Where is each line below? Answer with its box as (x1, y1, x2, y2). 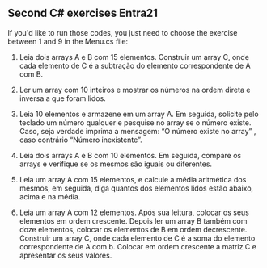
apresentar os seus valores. (19, 250, 112, 260)
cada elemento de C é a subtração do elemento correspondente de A (19, 61, 252, 70)
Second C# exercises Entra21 (7, 6, 159, 20)
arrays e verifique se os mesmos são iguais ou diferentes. (19, 159, 212, 169)
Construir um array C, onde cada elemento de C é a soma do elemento (19, 233, 256, 243)
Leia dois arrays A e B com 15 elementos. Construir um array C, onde (19, 52, 250, 61)
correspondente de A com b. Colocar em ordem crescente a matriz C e (19, 241, 256, 251)
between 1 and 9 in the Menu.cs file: (7, 36, 129, 46)
